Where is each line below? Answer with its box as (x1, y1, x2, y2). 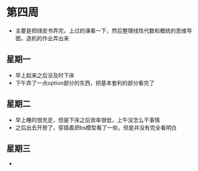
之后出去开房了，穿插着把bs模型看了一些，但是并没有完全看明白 (15, 123, 177, 131)
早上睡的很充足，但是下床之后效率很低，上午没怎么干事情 (15, 116, 160, 123)
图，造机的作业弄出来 (15, 34, 69, 42)
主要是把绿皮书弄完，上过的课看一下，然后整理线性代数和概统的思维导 (15, 27, 193, 34)
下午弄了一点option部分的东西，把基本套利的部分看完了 (15, 79, 155, 86)
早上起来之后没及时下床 (15, 71, 75, 79)
